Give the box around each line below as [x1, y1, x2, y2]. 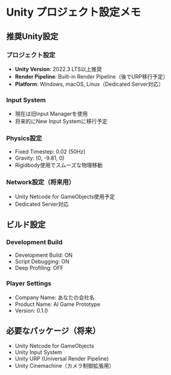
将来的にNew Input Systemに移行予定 [14, 118, 108, 125]
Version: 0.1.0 [14, 307, 48, 314]
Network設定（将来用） [6, 178, 75, 187]
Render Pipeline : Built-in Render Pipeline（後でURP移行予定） [14, 73, 169, 80]
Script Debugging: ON [14, 258, 70, 265]
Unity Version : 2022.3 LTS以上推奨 [14, 65, 102, 73]
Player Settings [6, 280, 52, 288]
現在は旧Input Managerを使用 [14, 110, 88, 118]
